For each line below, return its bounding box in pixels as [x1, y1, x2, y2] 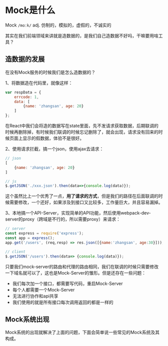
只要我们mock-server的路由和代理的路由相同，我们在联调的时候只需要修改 [5, 263, 159, 269]
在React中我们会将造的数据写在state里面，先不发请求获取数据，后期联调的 [5, 123, 159, 128]
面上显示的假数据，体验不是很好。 [13, 135, 84, 141]
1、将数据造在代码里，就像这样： [5, 79, 73, 85]
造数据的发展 [5, 55, 45, 63]
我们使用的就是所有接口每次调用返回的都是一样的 [12, 299, 113, 305]
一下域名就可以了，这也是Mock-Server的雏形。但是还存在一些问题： [5, 269, 146, 275]
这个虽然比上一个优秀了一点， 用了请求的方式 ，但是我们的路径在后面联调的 [5, 193, 158, 199]
